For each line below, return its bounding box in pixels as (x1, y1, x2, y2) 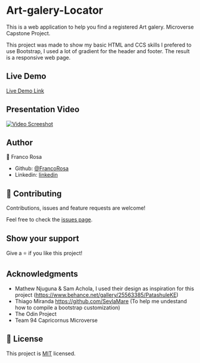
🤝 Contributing (6, 189, 62, 199)
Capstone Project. (6, 29, 51, 36)
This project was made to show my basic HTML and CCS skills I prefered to (6, 41, 192, 48)
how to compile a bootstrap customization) (14, 304, 121, 311)
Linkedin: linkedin (14, 171, 58, 179)
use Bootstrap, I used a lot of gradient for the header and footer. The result (6, 47, 190, 54)
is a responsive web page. (6, 54, 71, 61)
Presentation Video (6, 104, 79, 115)
